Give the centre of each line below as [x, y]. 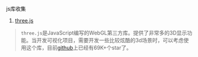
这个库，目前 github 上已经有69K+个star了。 [79, 47]
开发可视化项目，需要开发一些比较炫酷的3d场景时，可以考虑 [110, 40]
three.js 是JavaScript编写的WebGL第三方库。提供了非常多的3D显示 [104, 33]
